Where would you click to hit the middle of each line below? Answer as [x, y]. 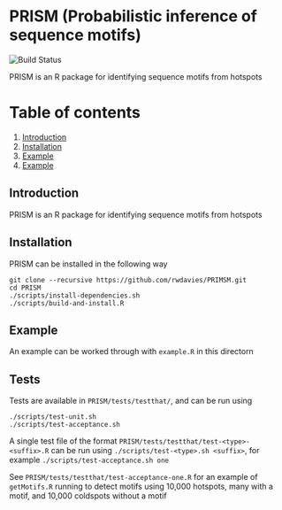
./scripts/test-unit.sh [53, 417]
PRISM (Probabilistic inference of [133, 16]
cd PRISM [25, 288]
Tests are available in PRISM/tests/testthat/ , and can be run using [131, 401]
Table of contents [75, 113]
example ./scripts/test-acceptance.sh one [89, 460]
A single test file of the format [63, 441]
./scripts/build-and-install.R [67, 303]
